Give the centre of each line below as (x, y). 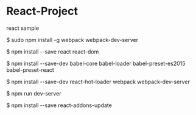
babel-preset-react (30, 70)
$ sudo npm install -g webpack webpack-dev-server (72, 40)
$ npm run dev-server (34, 93)
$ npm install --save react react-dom (53, 51)
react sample (23, 28)
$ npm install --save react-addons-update (59, 105)
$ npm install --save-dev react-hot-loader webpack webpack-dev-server (98, 82)
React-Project (42, 11)
